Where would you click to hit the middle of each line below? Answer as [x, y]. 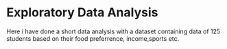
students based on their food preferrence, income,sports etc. [93, 38]
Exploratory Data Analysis [82, 13]
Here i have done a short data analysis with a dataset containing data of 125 [113, 31]
